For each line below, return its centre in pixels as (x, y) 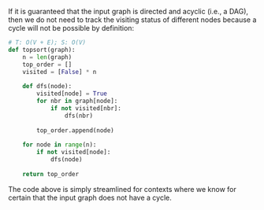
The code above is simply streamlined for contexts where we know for (122, 189)
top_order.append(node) (75, 130)
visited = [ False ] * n (59, 72)
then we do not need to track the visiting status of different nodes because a (132, 20)
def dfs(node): (47, 87)
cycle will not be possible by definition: (71, 28)
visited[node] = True (72, 94)
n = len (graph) (47, 57)
